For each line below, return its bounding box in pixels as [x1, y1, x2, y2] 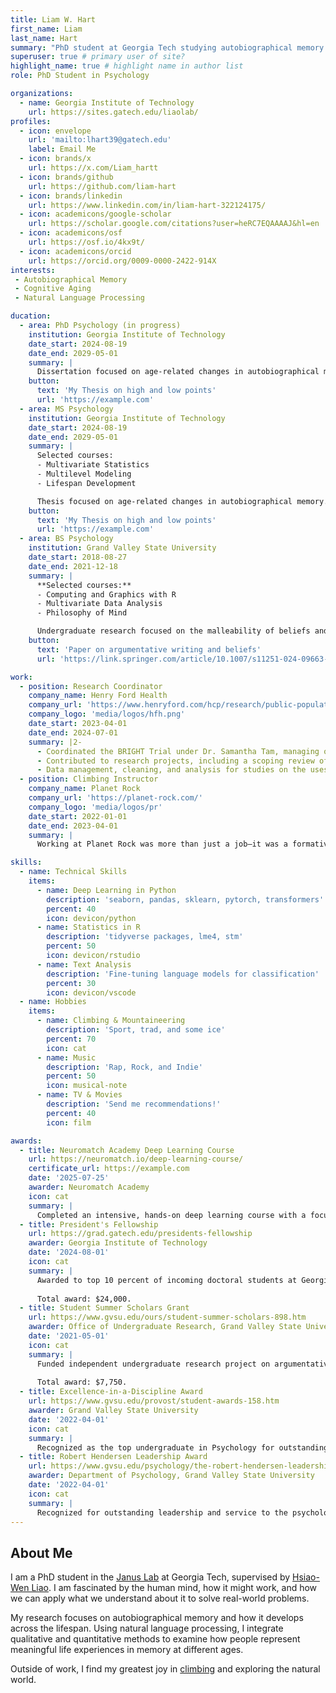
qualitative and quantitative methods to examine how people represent [10, 1633, 301, 1645]
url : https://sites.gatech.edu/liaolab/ [28, 107, 199, 117]
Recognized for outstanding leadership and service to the [36, 1507, 288, 1518]
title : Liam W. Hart [10, 14, 97, 25]
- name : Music [36, 1052, 97, 1063]
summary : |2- [28, 737, 83, 747]
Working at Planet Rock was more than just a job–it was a [36, 839, 288, 850]
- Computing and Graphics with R [36, 589, 177, 600]
